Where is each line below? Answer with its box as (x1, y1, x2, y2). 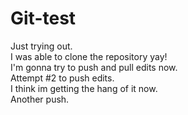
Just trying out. (10, 40, 73, 52)
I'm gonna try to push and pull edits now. (10, 61, 178, 73)
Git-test (10, 7, 77, 30)
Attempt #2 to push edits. (10, 72, 115, 84)
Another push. (10, 93, 70, 105)
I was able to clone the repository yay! (10, 50, 168, 62)
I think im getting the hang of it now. (10, 82, 158, 94)
